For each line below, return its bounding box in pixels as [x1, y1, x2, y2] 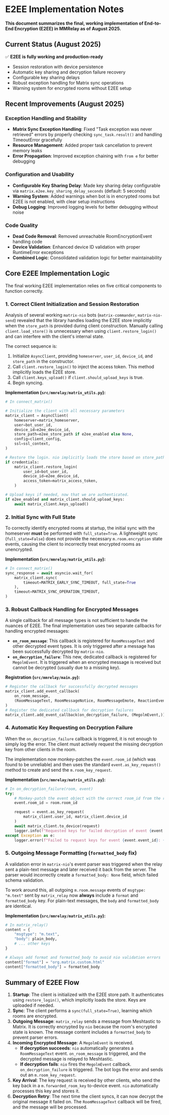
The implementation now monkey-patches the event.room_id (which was [5, 756, 156, 762]
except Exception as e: [5, 833, 55, 838]
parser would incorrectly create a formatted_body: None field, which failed [5, 872, 158, 878]
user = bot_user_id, [14, 422, 53, 427]
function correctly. [5, 288, 44, 294]
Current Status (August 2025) [5, 40, 101, 49]
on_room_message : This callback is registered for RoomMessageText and [12, 638, 155, 644]
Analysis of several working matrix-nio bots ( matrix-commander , [5, 312, 137, 318]
